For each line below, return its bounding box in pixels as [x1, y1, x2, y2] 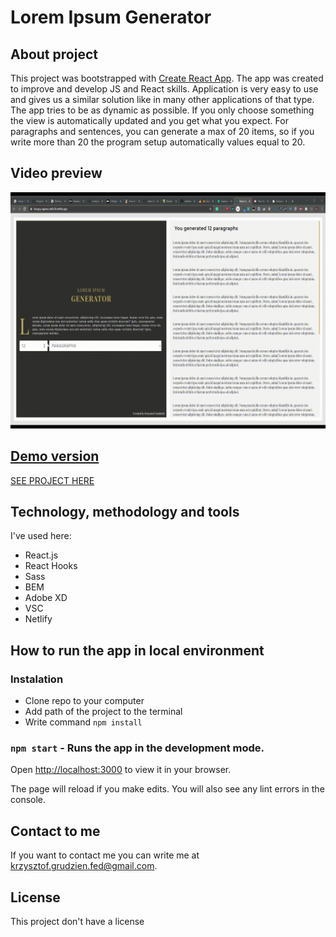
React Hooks [24, 560, 78, 572]
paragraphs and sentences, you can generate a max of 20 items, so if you [10, 126, 315, 137]
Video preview [10, 165, 103, 182]
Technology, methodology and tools [10, 504, 240, 521]
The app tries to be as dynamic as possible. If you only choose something [10, 104, 315, 116]
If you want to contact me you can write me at [10, 849, 200, 861]
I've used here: [10, 530, 72, 542]
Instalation [10, 672, 64, 686]
